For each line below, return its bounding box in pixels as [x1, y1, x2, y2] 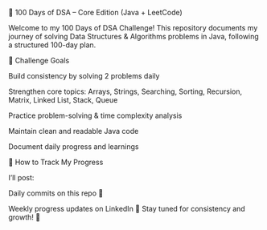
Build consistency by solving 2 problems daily [8, 71, 160, 80]
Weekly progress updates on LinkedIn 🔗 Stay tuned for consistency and [8, 204, 245, 213]
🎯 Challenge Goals [8, 56, 70, 65]
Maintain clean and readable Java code [8, 127, 139, 135]
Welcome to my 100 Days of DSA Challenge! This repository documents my [8, 23, 258, 32]
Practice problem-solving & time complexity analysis [8, 111, 183, 120]
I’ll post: [8, 173, 35, 182]
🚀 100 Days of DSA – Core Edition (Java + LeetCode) [8, 8, 183, 17]
